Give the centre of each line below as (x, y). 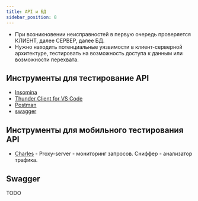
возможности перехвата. (47, 59)
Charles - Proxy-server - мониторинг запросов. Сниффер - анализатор (103, 154)
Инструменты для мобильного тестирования (95, 130)
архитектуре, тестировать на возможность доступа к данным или (98, 53)
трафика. (26, 160)
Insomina (26, 92)
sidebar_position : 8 (32, 17)
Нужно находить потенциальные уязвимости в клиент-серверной (98, 47)
